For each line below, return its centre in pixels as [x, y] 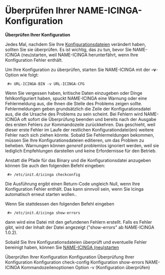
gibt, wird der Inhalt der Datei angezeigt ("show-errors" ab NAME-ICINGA [80, 227]
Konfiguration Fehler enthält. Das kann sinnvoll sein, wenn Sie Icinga [74, 189]
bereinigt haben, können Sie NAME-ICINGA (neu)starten [62, 247]
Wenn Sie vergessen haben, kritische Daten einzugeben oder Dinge [74, 93]
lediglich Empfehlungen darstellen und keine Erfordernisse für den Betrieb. [81, 151]
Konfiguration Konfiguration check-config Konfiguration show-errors [75, 262]
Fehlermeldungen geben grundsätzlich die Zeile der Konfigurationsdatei [78, 109]
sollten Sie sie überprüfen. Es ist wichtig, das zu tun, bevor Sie [68, 49]
